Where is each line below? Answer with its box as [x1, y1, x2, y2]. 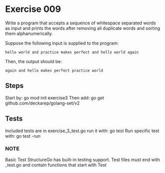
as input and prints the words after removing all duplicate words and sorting [5, 25, 161, 31]
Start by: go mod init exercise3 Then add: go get [5, 94, 104, 100]
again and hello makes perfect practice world [5, 68, 103, 73]
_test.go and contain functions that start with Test [5, 162, 107, 168]
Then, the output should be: [5, 58, 62, 64]
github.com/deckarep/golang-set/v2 [5, 100, 80, 106]
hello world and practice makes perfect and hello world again [5, 50, 139, 55]
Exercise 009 [5, 3, 61, 15]
